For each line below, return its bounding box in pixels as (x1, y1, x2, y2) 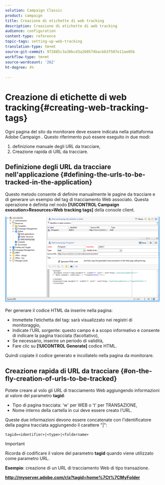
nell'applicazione (5, 171, 59, 179)
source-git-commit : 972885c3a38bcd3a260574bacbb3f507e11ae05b (5, 49, 135, 54)
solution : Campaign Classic (5, 8, 63, 13)
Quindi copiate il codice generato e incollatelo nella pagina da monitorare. (5, 353, 154, 358)
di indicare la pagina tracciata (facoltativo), (12, 332, 99, 338)
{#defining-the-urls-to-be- (60, 171, 146, 179)
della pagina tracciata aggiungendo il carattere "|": (5, 422, 108, 428)
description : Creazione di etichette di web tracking (5, 24, 118, 28)
